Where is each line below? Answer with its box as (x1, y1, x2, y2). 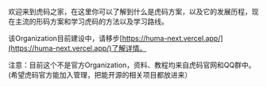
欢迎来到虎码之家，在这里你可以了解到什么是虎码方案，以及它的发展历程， (8, 7, 252, 16)
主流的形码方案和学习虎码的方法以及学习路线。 (14, 17, 168, 26)
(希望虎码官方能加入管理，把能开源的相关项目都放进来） (8, 70, 192, 79)
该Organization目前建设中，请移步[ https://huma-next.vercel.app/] (8, 34, 224, 43)
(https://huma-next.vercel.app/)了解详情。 (8, 43, 147, 53)
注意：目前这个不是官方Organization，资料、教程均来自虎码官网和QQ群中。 (8, 60, 256, 70)
